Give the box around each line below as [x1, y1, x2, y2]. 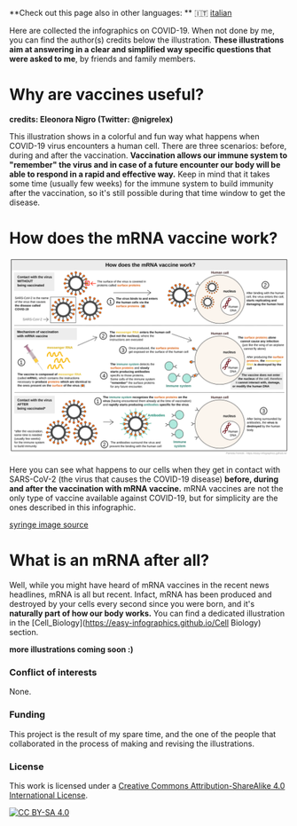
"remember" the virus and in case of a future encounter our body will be [9, 159, 281, 169]
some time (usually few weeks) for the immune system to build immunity [9, 177, 274, 189]
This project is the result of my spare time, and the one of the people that [9, 728, 277, 739]
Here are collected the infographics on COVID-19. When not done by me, [9, 26, 275, 35]
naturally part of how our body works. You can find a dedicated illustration [9, 608, 285, 619]
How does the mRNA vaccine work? [9, 228, 278, 248]
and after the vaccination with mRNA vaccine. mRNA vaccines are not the [9, 484, 284, 494]
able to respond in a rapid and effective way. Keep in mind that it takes [9, 169, 270, 179]
